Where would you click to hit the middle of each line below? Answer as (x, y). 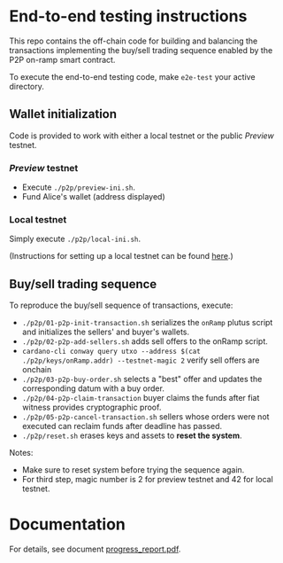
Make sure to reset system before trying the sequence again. (133, 470)
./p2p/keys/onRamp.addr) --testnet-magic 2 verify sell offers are (141, 360)
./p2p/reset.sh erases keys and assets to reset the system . (132, 435)
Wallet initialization (63, 114)
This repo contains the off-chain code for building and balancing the (134, 41)
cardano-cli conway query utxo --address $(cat (111, 352)
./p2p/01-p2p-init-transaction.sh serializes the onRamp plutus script (147, 323)
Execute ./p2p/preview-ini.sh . (78, 187)
